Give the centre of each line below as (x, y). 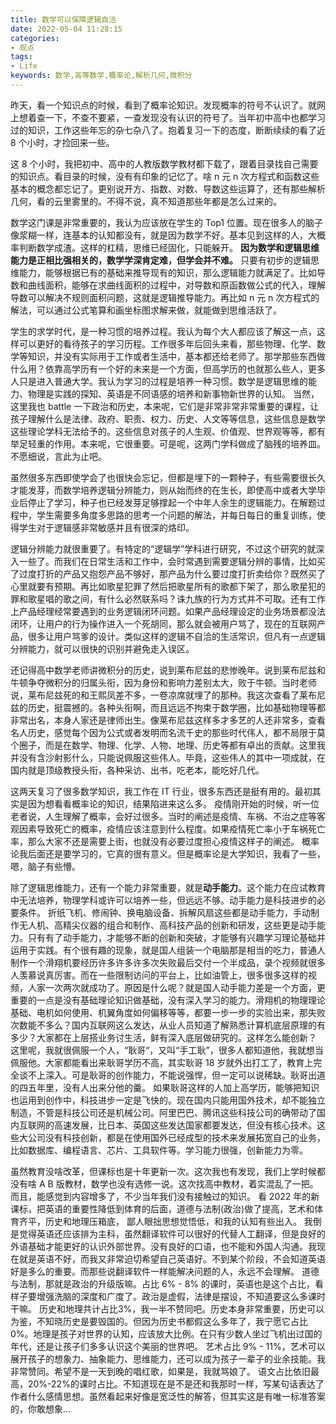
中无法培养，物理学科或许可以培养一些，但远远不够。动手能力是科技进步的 (163, 900)
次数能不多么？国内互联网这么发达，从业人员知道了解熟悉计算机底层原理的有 (168, 1025)
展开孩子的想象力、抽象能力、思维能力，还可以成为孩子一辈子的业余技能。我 (168, 1358)
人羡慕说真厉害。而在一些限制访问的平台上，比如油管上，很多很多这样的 (159, 975)
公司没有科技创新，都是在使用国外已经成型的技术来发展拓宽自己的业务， (176, 1137)
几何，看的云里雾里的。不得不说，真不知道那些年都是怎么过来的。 (146, 201)
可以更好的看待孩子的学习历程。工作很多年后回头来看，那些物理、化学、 (167, 343)
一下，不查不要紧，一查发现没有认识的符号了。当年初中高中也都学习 (185, 117)
